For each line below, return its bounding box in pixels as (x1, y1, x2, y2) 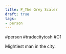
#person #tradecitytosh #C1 (5, 34, 62, 40)
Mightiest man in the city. (5, 43, 56, 49)
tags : (5, 16, 16, 21)
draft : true (5, 12, 29, 17)
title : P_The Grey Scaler (5, 7, 58, 12)
